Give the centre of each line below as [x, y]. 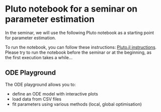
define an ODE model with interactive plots [55, 94]
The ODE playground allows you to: [40, 84]
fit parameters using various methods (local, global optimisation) [77, 104]
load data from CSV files [37, 99]
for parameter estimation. [30, 38]
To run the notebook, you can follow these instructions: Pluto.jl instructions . [81, 47]
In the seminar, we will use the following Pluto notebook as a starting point [80, 32]
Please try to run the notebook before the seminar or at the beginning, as [78, 52]
